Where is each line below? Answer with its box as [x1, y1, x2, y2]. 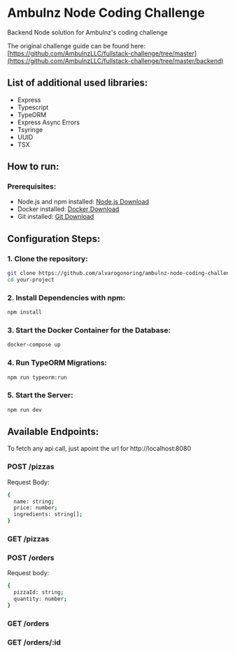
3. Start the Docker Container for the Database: [7, 325, 171, 335]
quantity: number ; [13, 595, 68, 602]
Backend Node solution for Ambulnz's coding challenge [7, 28, 168, 36]
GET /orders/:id [7, 637, 62, 647]
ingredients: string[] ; [13, 511, 83, 518]
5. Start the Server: [7, 391, 73, 400]
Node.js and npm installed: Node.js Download [17, 198, 149, 206]
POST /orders [7, 553, 55, 563]
